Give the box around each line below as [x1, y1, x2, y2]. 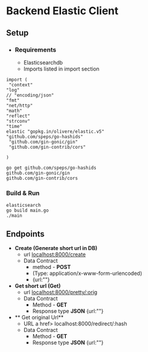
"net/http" [6, 103, 33, 108]
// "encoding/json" [6, 92, 54, 98]
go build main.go [6, 207, 49, 214]
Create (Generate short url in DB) [14, 244, 98, 251]
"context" [8, 82, 33, 88]
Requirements [14, 46, 56, 54]
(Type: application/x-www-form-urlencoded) [32, 270, 143, 277]
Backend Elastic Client [6, 4, 118, 18]
